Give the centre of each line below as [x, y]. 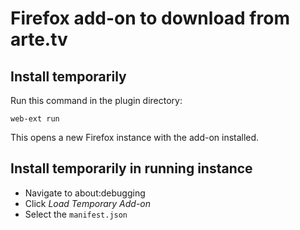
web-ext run [35, 119]
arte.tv [39, 39]
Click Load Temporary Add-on [88, 203]
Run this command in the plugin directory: [96, 100]
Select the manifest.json [76, 214]
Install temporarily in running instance [131, 168]
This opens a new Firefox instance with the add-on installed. [135, 137]
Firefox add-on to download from [150, 18]
